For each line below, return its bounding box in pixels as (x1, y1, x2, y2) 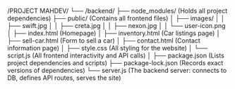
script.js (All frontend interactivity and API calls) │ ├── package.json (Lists (7, 51, 224, 60)
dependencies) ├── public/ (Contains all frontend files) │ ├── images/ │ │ (7, 14, 225, 22)
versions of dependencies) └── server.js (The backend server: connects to (7, 67, 227, 74)
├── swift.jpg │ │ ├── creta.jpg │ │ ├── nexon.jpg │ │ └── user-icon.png (7, 22, 226, 29)
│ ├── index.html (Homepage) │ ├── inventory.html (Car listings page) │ (7, 29, 221, 37)
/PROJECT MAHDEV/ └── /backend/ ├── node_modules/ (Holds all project (7, 7, 228, 15)
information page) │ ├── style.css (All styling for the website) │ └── (7, 44, 208, 52)
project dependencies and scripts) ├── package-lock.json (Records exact (7, 59, 224, 67)
